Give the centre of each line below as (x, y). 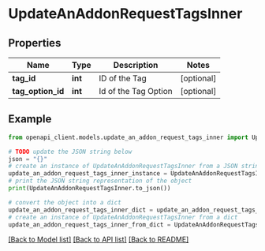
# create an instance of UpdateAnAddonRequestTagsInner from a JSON (123, 167)
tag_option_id (38, 91)
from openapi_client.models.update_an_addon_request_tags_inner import (128, 137)
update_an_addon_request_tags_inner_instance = (88, 174)
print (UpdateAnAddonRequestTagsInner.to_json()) (90, 189)
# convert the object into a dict (65, 202)
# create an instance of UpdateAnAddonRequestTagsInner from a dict (123, 217)
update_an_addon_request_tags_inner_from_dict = (90, 225)
